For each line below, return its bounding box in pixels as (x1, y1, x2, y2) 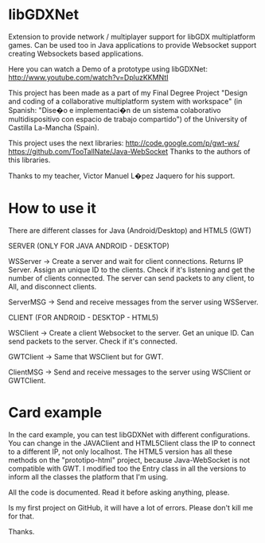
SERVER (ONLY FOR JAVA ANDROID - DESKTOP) (8, 241, 170, 250)
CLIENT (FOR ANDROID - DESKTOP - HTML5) (8, 312, 159, 322)
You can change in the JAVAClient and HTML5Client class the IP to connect (8, 438, 256, 448)
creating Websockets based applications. (8, 48, 144, 58)
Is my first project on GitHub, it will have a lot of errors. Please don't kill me (8, 502, 253, 512)
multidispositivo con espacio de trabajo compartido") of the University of (8, 114, 247, 124)
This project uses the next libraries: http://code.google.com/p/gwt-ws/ (8, 138, 240, 148)
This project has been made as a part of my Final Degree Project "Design (8, 87, 248, 97)
